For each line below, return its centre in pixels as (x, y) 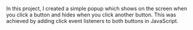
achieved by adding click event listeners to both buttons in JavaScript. (92, 21)
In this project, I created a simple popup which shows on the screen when (97, 9)
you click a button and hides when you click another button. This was (91, 15)
